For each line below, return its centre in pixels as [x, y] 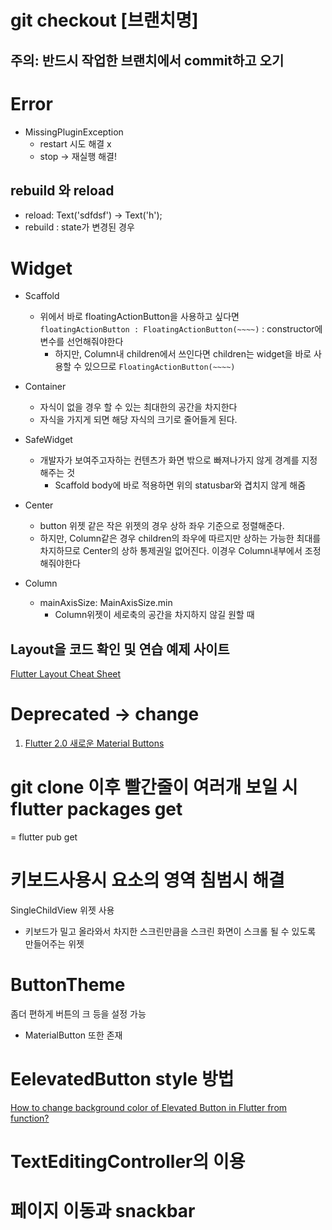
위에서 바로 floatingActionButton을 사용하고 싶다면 [139, 317]
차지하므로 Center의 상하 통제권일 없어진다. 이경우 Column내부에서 [171, 551]
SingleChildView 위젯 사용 [62, 910]
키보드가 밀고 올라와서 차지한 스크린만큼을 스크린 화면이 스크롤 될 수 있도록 [170, 931]
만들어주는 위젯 [54, 943]
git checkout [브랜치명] [104, 20]
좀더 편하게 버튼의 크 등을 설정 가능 [78, 1013]
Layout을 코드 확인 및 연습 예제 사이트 [120, 649]
